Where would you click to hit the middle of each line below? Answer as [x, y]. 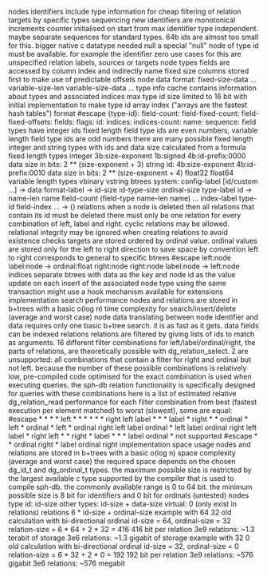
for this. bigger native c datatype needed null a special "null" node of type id [133, 46]
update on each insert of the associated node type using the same [118, 283]
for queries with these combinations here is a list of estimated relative [122, 393]
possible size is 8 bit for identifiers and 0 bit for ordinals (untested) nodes [129, 495]
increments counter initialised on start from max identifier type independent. [133, 28]
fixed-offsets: [31, 122]
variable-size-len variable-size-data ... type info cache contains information [133, 88]
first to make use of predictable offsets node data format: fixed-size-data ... [132, 79]
